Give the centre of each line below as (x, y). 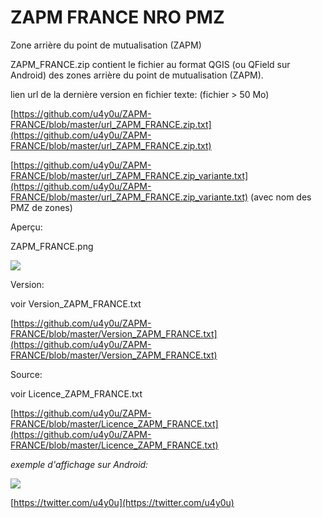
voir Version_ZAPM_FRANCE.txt (76, 303)
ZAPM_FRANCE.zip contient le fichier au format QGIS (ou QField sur (150, 64)
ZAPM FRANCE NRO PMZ (117, 17)
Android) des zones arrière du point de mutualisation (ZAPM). (137, 75)
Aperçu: (26, 227)
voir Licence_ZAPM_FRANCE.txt (76, 393)
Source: (26, 374)
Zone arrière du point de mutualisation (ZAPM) (106, 45)
